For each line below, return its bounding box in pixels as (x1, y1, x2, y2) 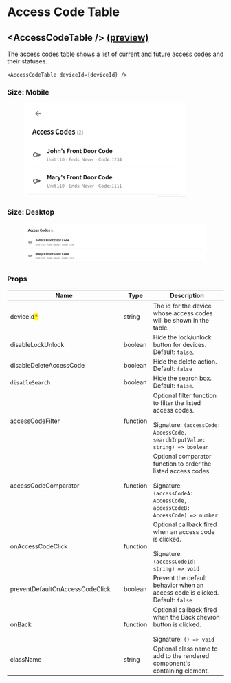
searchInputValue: (153, 436, 206, 444)
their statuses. (7, 57, 48, 66)
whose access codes (153, 308, 213, 317)
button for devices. (153, 340, 207, 348)
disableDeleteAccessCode (10, 361, 85, 369)
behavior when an (153, 581, 204, 590)
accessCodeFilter (10, 417, 60, 425)
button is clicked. (153, 620, 201, 628)
